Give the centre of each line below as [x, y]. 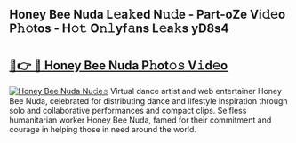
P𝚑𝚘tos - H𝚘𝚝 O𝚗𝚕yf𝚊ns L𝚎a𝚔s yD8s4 [119, 29]
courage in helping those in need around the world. [103, 129]
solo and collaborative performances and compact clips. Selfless [128, 111]
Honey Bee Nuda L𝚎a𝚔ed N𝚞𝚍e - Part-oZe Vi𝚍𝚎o [148, 15]
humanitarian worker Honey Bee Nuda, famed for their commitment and [140, 120]
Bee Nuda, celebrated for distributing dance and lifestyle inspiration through [148, 101]
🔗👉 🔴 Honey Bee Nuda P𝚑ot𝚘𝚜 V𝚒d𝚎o [119, 65]
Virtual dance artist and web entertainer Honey [196, 91]
